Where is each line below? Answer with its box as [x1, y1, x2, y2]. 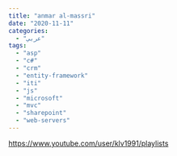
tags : [8, 42, 27, 50]
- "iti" [15, 79, 42, 87]
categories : [8, 27, 48, 35]
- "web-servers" [15, 117, 70, 125]
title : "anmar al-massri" [8, 11, 95, 20]
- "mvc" [15, 101, 42, 109]
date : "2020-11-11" [8, 19, 74, 27]
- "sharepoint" [15, 109, 67, 117]
